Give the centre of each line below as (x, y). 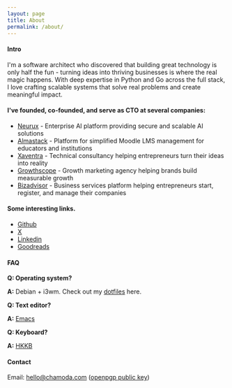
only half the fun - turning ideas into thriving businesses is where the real (112, 72)
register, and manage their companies (72, 192)
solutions (30, 133)
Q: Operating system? (40, 278)
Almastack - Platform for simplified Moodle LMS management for (110, 141)
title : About (26, 20)
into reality (32, 163)
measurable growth (45, 178)
